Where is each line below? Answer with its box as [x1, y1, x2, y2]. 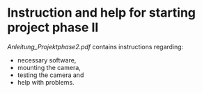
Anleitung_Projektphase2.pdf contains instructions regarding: [7, 42, 184, 51]
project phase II [7, 19, 99, 35]
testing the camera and [17, 71, 84, 79]
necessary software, [17, 56, 77, 64]
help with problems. [17, 78, 75, 86]
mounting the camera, [17, 63, 81, 71]
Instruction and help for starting [7, 5, 196, 21]
